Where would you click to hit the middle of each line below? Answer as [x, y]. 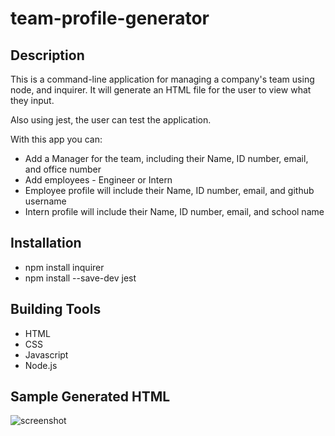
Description [47, 55]
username [45, 201]
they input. [32, 100]
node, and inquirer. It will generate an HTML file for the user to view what [161, 90]
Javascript [46, 354]
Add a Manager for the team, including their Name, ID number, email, [166, 158]
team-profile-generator [110, 18]
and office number [63, 169]
